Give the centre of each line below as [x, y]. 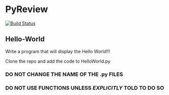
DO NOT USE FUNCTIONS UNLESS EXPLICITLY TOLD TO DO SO [85, 88]
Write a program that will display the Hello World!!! [58, 51]
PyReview [27, 9]
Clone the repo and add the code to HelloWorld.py [58, 61]
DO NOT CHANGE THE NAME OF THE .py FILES [64, 74]
